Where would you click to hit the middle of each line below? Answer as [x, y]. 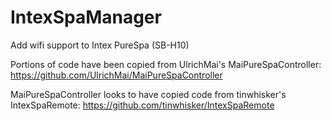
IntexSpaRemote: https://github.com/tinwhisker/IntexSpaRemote [142, 105]
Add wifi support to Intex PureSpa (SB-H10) [100, 45]
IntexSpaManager [86, 17]
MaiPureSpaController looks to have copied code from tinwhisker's [148, 94]
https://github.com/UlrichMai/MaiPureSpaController [116, 75]
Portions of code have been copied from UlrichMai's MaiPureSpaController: [166, 64]
